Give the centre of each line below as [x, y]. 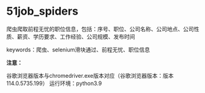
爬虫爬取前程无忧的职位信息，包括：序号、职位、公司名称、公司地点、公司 [100, 29]
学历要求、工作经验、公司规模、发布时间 [84, 36]
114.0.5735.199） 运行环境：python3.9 [54, 83]
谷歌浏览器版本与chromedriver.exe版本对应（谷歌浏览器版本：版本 [90, 75]
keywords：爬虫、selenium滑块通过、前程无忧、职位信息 [78, 50]
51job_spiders [42, 11]
